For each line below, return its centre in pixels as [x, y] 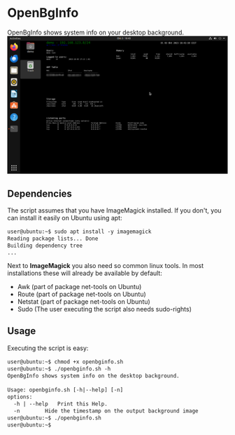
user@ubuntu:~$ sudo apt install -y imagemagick [79, 232]
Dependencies [40, 193]
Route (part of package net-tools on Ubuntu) [82, 294]
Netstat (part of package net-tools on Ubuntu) [84, 302]
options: [20, 397]
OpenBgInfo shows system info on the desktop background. [93, 376]
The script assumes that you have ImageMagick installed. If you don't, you [114, 210]
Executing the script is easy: [48, 348]
